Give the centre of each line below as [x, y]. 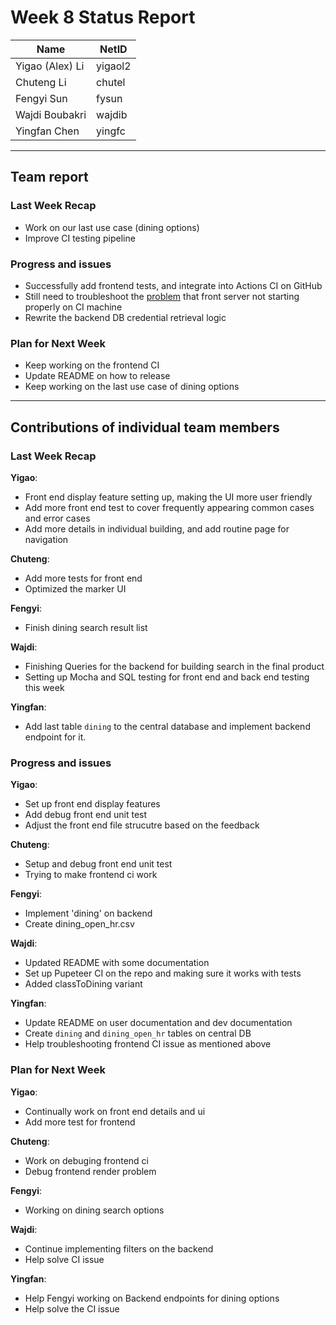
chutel [111, 82]
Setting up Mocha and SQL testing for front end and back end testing [167, 677]
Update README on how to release [97, 376]
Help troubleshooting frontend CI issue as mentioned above [148, 1044]
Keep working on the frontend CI [92, 365]
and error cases [57, 518]
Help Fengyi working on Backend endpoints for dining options [152, 1298]
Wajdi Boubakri [51, 114]
